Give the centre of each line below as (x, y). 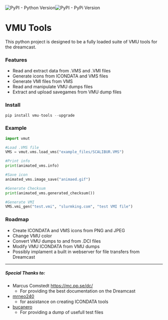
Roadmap (17, 220)
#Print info (17, 161)
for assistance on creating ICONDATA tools (64, 302)
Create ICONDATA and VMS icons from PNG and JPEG (68, 230)
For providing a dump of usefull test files (61, 312)
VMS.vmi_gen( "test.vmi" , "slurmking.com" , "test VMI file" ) (69, 207)
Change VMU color (32, 236)
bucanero (22, 307)
